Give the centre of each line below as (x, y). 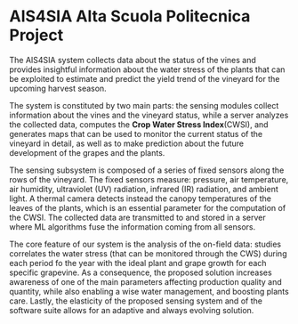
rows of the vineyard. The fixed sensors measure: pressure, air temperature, (149, 179)
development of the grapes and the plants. (87, 152)
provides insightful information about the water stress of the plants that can (147, 69)
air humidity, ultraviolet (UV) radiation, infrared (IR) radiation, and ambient (144, 189)
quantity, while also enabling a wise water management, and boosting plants (149, 291)
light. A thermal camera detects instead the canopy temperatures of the (140, 198)
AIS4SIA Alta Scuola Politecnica (130, 16)
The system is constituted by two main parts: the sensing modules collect (144, 105)
